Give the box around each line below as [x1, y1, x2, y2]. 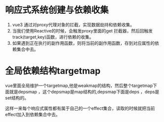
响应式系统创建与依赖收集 [5, 4, 109, 16]
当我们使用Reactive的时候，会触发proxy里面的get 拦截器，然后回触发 [12, 28, 153, 33]
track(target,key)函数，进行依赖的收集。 [12, 34, 94, 40]
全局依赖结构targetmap [5, 65, 101, 77]
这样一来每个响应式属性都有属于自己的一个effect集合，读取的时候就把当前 [5, 105, 155, 111]
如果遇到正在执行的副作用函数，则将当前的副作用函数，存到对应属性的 [12, 40, 155, 46]
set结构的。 [5, 94, 29, 101]
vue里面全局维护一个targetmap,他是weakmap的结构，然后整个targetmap [5, 82, 153, 89]
